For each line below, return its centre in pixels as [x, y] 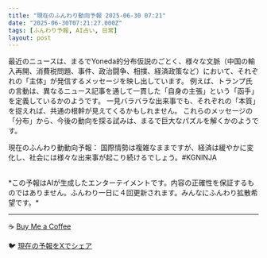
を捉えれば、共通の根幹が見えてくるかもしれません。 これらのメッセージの [130, 111]
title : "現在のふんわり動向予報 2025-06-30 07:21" [87, 15]
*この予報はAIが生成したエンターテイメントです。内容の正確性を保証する [128, 183]
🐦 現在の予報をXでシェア [50, 246]
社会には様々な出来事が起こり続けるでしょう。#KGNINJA [123, 158]
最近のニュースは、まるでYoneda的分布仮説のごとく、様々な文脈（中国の [128, 61]
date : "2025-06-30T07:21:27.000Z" [66, 23]
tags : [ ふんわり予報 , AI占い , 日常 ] [63, 30]
